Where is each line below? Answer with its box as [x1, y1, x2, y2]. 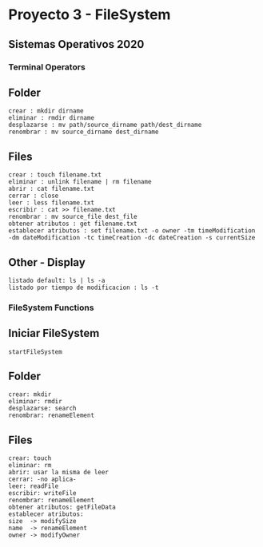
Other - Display [8, 256, 86, 269]
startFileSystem [8, 347, 62, 356]
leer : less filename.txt [8, 199, 94, 207]
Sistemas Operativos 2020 [8, 38, 145, 51]
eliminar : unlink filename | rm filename [8, 178, 152, 186]
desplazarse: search [8, 405, 78, 413]
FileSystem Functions [8, 302, 94, 313]
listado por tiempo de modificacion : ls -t [8, 283, 159, 291]
